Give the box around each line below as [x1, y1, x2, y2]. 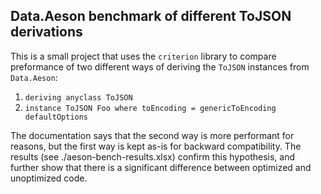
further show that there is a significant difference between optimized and [10, 161, 312, 173]
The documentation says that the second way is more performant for [10, 129, 295, 141]
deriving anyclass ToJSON [24, 92, 133, 103]
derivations [10, 24, 83, 41]
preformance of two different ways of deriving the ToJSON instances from [10, 60, 310, 73]
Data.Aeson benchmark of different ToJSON [10, 8, 292, 25]
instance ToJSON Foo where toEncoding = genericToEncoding [24, 103, 277, 113]
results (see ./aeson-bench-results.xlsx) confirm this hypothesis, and [10, 150, 296, 163]
